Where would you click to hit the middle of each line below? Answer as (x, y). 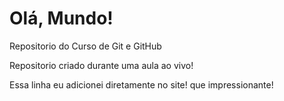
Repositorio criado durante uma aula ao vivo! (101, 65)
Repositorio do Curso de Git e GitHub (85, 46)
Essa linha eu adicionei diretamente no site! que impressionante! (141, 84)
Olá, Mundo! (61, 18)
